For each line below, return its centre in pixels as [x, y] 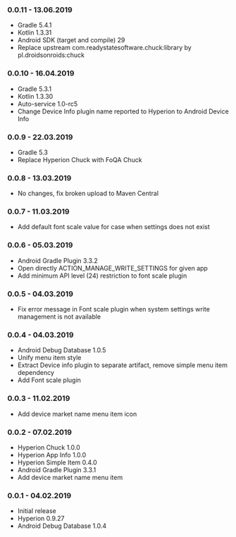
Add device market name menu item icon [77, 414]
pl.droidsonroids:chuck [51, 55]
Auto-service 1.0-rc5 [48, 104]
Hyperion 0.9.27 [41, 519]
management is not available [59, 317]
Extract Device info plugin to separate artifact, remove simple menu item [122, 365]
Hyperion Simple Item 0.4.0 [57, 462]
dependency [36, 373]
